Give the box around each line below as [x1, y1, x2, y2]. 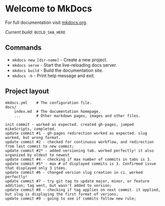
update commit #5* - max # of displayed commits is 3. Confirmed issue [5, 161, 156, 166]
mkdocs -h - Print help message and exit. [12, 73, 95, 79]
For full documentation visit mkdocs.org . [5, 19, 88, 25]
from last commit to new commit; [5, 144, 74, 149]
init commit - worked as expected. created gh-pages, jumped [5, 122, 134, 127]
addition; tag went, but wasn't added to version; [5, 183, 112, 188]
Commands [5, 43, 42, 52]
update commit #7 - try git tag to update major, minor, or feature [5, 179, 150, 184]
